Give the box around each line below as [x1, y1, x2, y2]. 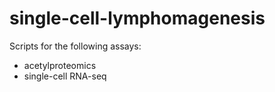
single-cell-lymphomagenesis [9, 7, 266, 30]
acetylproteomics [23, 59, 97, 71]
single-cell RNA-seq [23, 70, 107, 82]
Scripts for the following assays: [9, 40, 142, 52]
